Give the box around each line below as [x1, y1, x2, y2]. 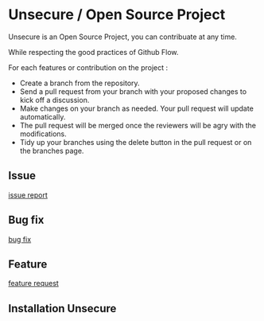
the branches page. [19, 146, 84, 155]
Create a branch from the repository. [19, 78, 141, 88]
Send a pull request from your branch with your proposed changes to [19, 86, 247, 96]
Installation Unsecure [8, 301, 117, 315]
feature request [8, 279, 60, 288]
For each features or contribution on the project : [8, 62, 169, 72]
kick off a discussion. [19, 95, 90, 104]
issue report [8, 190, 48, 200]
